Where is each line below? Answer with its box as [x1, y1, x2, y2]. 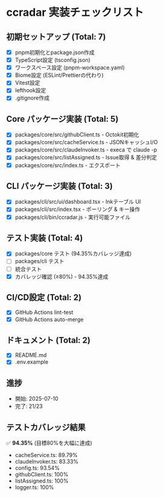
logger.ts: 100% [14, 484, 54, 491]
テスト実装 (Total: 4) [6, 233, 83, 243]
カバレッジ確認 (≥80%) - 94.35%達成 [14, 273, 109, 280]
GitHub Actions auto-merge [14, 316, 84, 323]
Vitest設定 [14, 79, 40, 87]
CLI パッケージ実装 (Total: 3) [6, 181, 113, 191]
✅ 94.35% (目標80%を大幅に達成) [6, 439, 92, 447]
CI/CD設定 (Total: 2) [6, 292, 82, 303]
